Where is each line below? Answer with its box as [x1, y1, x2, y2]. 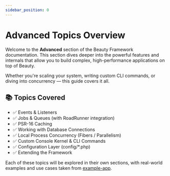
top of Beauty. [5, 62, 35, 69]
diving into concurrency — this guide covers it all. [5, 78, 110, 84]
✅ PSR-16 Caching [12, 121, 52, 127]
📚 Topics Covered [5, 93, 66, 102]
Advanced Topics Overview [5, 29, 125, 41]
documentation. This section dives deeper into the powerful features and [5, 52, 159, 58]
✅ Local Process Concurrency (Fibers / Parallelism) [12, 132, 121, 138]
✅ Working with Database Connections [12, 127, 95, 133]
